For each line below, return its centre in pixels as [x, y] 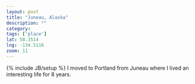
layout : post [22, 12]
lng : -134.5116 [25, 46]
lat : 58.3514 [22, 40]
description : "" [26, 23]
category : [19, 28]
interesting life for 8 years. [39, 74]
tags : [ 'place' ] [26, 34]
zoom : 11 [17, 51]
